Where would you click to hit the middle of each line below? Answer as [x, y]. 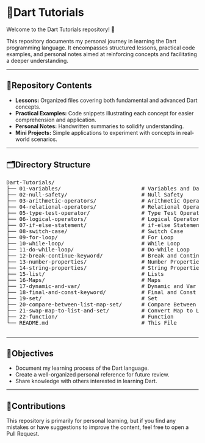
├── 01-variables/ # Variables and [98, 188]
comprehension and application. [56, 120]
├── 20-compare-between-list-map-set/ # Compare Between [101, 304]
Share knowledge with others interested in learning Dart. [86, 381]
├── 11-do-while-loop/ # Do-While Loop [98, 249]
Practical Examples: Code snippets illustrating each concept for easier [104, 113]
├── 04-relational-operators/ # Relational [93, 207]
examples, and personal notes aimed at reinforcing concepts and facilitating [102, 54]
